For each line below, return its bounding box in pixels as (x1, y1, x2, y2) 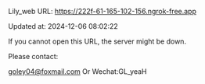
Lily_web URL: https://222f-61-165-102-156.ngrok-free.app (8, 7, 197, 16)
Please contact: (8, 52, 59, 61)
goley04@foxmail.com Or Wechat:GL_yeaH (8, 67, 147, 76)
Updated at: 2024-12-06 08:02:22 (8, 22, 119, 30)
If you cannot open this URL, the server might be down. (8, 37, 186, 46)
